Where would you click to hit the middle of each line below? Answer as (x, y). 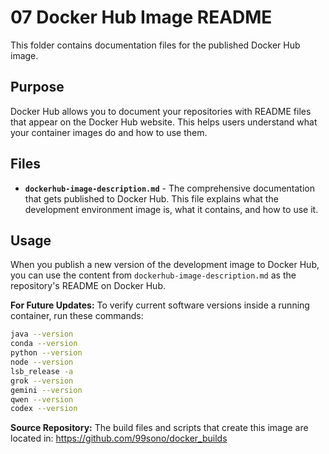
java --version (42, 334)
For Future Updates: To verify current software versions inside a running (160, 305)
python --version (46, 353)
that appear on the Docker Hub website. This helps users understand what (164, 122)
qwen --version (42, 399)
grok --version (42, 381)
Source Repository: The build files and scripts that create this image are (159, 428)
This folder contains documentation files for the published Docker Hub (155, 45)
